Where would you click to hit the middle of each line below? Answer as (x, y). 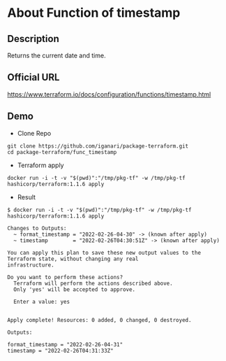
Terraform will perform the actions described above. (93, 283)
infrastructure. (31, 265)
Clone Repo (34, 133)
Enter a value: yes (42, 302)
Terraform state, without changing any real (73, 259)
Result (27, 197)
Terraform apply (40, 165)
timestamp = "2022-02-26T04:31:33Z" (60, 351)
